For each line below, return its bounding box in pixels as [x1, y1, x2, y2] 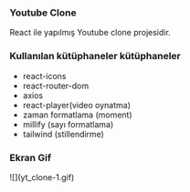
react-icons [22, 70, 67, 81]
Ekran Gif [9, 151, 52, 164]
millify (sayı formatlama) [22, 118, 114, 129]
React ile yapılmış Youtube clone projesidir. [9, 27, 171, 38]
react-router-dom [22, 80, 90, 91]
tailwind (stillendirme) [22, 128, 105, 139]
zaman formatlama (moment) [22, 109, 132, 120]
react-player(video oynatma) [22, 99, 131, 110]
